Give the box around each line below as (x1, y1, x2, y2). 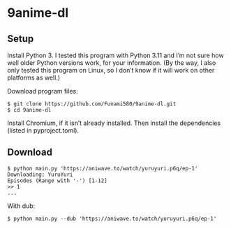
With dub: (7, 201, 36, 210)
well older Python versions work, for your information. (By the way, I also (7, 59, 216, 67)
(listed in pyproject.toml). (7, 126, 79, 134)
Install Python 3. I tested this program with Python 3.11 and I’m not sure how (7, 51, 225, 59)
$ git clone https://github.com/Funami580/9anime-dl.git (7, 101, 177, 108)
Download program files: (7, 87, 78, 95)
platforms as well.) (7, 73, 61, 82)
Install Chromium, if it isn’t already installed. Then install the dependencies (7, 119, 221, 127)
